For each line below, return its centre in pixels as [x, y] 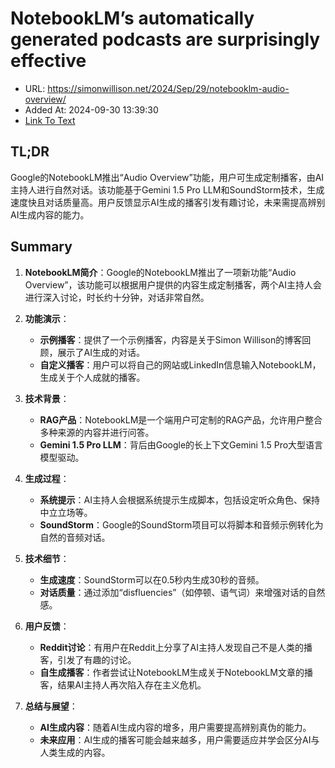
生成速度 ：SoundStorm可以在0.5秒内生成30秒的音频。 [152, 579]
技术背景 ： [47, 398]
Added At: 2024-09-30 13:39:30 [91, 109]
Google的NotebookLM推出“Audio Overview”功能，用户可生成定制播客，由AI [167, 177]
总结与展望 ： [51, 706]
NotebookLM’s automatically [132, 18]
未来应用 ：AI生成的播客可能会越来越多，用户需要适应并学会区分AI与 [179, 739]
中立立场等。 [66, 512]
